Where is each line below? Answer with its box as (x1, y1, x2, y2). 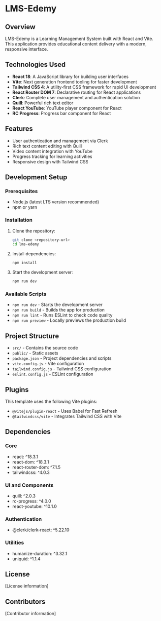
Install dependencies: (12, 251, 56, 257)
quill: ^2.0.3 (12, 493, 36, 499)
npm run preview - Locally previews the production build (12, 317, 127, 323)
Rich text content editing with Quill (12, 143, 82, 149)
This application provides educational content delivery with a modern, (5, 41, 147, 47)
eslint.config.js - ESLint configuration (12, 371, 94, 377)
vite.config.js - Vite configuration (12, 361, 84, 367)
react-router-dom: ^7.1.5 (12, 464, 61, 470)
